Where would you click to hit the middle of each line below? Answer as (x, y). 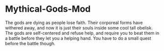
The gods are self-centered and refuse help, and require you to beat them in (82, 33)
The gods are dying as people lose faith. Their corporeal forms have (74, 23)
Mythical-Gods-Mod (48, 9)
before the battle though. (30, 43)
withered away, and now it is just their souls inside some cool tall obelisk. (79, 27)
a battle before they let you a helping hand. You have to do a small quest (78, 38)
